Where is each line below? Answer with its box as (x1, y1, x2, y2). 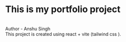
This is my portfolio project (5, 4, 120, 15)
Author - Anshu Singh (5, 25, 51, 31)
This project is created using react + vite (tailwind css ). (5, 31, 121, 37)
